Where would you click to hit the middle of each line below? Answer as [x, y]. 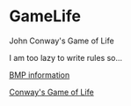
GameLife [45, 16]
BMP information [40, 75]
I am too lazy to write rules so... [66, 57]
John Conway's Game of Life [62, 41]
